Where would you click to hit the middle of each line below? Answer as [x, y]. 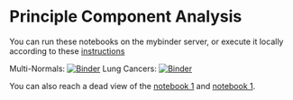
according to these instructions [67, 50]
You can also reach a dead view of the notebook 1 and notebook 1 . [133, 86]
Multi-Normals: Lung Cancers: [83, 68]
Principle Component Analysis [126, 17]
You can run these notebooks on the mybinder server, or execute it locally [146, 41]
